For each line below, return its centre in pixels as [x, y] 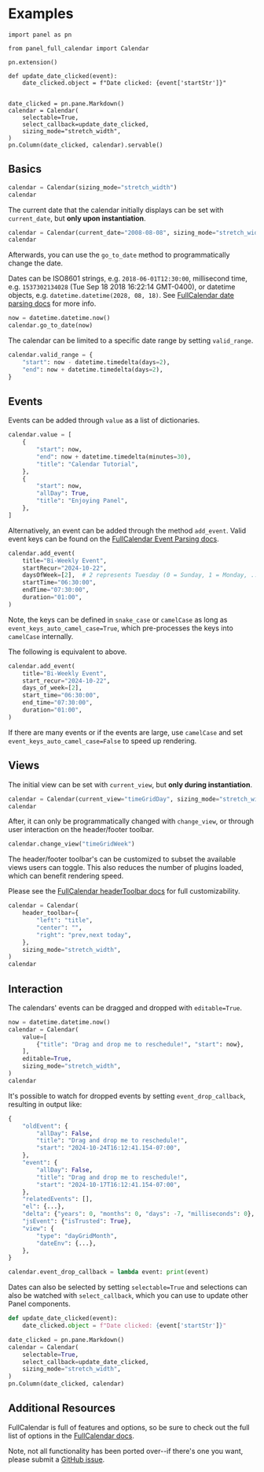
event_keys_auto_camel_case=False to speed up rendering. [103, 741]
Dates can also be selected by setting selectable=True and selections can [128, 1287]
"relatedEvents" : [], [57, 1199]
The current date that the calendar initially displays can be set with [116, 210]
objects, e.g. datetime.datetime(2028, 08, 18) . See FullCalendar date [121, 296]
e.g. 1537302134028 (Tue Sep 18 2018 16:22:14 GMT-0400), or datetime [122, 287]
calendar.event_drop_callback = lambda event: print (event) [109, 1272]
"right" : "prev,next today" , [84, 935]
